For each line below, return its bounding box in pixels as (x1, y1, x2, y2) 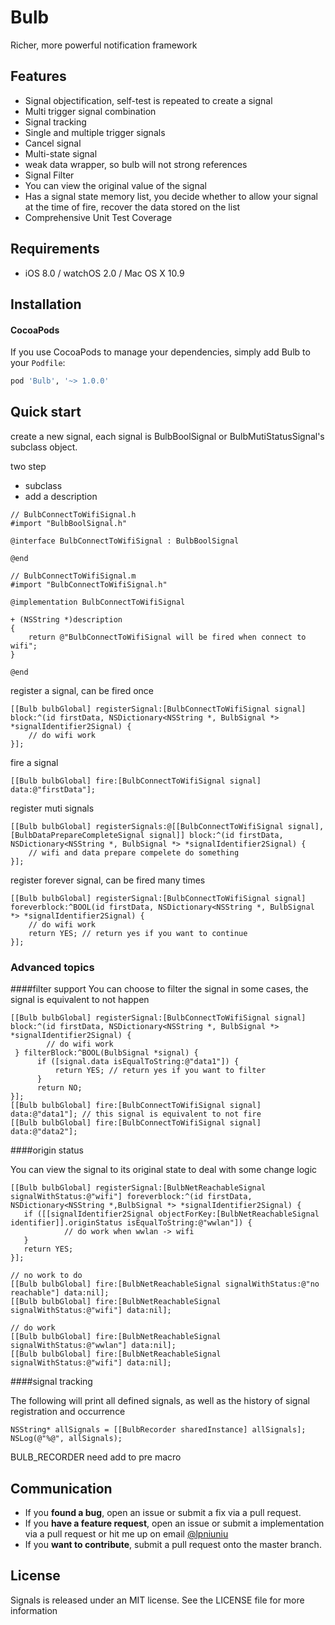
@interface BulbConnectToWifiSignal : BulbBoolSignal (10, 536, 240, 546)
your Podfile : (10, 357, 66, 369)
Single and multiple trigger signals (24, 126, 166, 138)
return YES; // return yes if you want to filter (54, 1066, 267, 1076)
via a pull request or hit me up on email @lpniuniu (24, 1527, 229, 1540)
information (10, 1604, 58, 1616)
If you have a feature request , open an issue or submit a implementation (24, 1517, 325, 1529)
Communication (10, 1480, 113, 1497)
